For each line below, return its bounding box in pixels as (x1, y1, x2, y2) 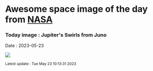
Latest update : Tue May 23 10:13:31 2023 (5, 62, 76, 67)
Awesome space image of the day (5, 3, 148, 15)
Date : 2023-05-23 (5, 43, 44, 49)
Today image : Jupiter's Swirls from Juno (5, 32, 107, 38)
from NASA (5, 14, 53, 25)
